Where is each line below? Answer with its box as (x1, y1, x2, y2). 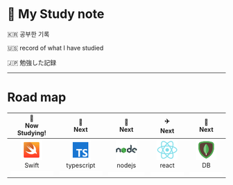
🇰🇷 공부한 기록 (7, 30, 50, 38)
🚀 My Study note (7, 6, 105, 22)
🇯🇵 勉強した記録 (7, 58, 57, 66)
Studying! (17, 129, 46, 137)
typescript (66, 161, 96, 169)
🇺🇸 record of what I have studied (7, 43, 104, 52)
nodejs (116, 161, 137, 169)
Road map (7, 90, 67, 106)
